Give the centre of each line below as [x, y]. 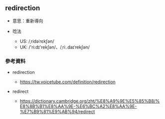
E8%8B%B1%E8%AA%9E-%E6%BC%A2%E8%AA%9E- [78, 107]
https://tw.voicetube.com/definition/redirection [68, 82]
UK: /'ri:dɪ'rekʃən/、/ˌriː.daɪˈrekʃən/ [55, 47]
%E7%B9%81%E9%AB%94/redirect [57, 112]
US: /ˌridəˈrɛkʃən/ [37, 41]
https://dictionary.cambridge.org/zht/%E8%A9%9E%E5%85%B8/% [90, 101]
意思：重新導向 [28, 21]
